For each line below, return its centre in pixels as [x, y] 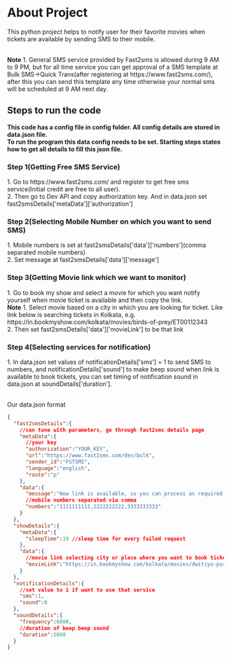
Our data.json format [36, 405]
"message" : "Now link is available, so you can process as [110, 494]
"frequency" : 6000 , [46, 622]
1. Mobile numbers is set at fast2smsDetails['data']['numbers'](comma [107, 245]
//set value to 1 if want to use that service [87, 590]
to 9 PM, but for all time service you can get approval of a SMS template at [113, 67]
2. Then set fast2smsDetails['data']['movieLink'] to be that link [95, 329]
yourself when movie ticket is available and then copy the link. [95, 300]
